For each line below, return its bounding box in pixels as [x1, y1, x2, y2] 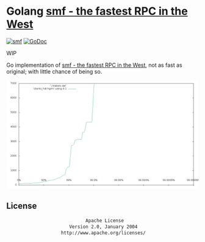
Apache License [85, 217, 124, 224]
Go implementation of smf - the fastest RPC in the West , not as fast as [6, 61, 182, 69]
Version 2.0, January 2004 [69, 224, 138, 230]
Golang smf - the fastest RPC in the [6, 4, 188, 18]
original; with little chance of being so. [6, 67, 103, 75]
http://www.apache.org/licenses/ [60, 230, 146, 236]
